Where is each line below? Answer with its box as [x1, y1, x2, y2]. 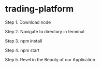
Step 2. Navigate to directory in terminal [5, 28, 85, 34]
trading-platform [5, 3, 74, 14]
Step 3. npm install [5, 38, 42, 44]
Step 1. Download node [5, 19, 51, 25]
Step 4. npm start [5, 47, 40, 53]
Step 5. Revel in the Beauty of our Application [5, 56, 96, 62]
